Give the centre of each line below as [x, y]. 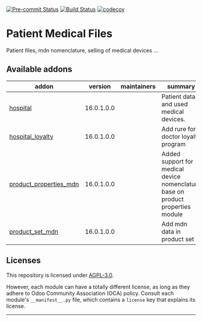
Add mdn [174, 224]
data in [171, 231]
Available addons [39, 69]
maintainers [138, 86]
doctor [171, 136]
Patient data [179, 97]
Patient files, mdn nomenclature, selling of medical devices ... [82, 50]
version [100, 86]
